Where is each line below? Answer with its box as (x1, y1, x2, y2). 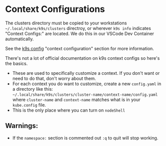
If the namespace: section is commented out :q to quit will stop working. (12, 135, 159, 141)
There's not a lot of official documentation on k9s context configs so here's (5, 55, 160, 61)
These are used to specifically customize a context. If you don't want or (12, 70, 160, 76)
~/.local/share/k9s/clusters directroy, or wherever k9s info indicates (5, 25, 151, 31)
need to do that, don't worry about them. (12, 75, 96, 81)
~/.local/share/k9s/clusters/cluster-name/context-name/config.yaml (12, 92, 158, 97)
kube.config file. (12, 102, 46, 108)
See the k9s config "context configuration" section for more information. (5, 45, 155, 51)
